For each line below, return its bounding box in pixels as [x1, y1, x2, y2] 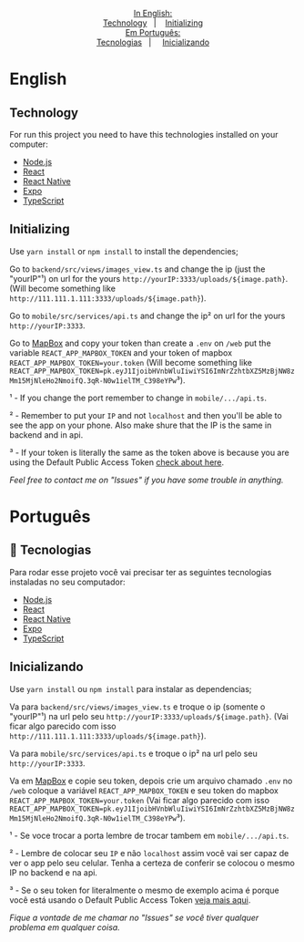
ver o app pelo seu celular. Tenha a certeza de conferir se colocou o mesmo [9, 857, 296, 868]
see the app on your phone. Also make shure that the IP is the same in [9, 419, 272, 430]
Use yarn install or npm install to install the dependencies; [9, 245, 238, 256]
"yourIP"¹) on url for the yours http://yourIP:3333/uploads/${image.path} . [9, 273, 289, 284]
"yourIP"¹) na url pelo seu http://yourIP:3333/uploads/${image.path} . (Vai [9, 710, 289, 721]
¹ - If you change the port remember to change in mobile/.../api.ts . [9, 392, 267, 403]
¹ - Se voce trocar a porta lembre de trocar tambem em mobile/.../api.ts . [9, 830, 289, 841]
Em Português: [125, 27, 181, 37]
